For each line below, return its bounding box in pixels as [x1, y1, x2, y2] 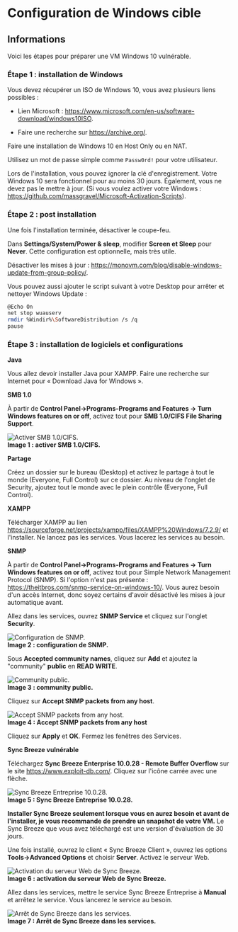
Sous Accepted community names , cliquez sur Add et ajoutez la [7, 654, 198, 663]
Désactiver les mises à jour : [7, 261, 90, 269]
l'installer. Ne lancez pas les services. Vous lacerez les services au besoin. [7, 533, 225, 542]
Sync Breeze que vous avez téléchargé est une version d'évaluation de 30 [7, 824, 224, 833]
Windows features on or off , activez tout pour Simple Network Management [7, 568, 231, 576]
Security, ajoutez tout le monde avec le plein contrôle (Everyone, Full [7, 483, 208, 491]
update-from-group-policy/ [7, 268, 86, 277]
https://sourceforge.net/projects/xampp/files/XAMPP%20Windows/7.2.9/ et [7, 525, 229, 534]
